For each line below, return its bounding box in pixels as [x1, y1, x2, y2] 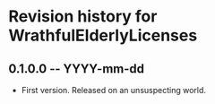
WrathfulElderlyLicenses [8, 25, 198, 46]
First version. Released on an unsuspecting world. [21, 85, 207, 95]
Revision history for [8, 6, 158, 27]
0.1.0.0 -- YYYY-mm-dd [8, 61, 145, 76]
